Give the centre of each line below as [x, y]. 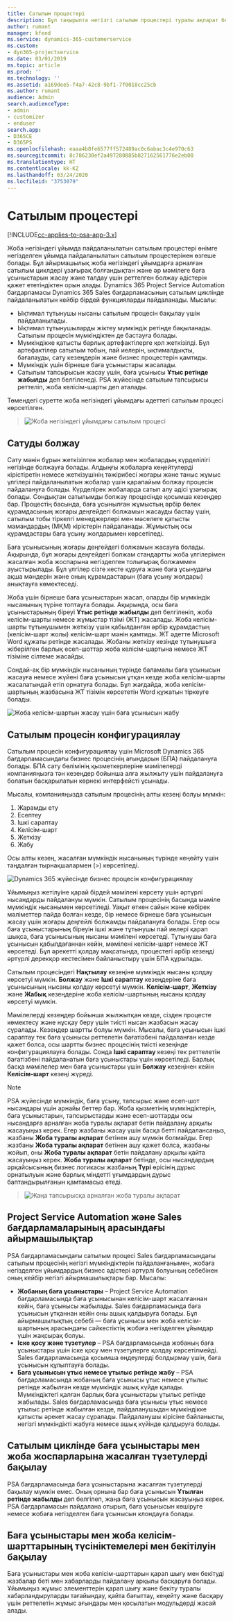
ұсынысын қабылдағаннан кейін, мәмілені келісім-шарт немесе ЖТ [108, 944]
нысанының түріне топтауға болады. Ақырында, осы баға [93, 605]
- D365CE [20, 136]
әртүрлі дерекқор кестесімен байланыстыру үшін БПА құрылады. [105, 958]
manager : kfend [29, 33]
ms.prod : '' [24, 71]
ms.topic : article [34, 65]
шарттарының [40, 1546]
